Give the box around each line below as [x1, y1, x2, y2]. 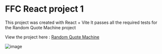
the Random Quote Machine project [5, 24, 76, 30]
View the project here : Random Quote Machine [5, 34, 100, 40]
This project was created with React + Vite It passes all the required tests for [5, 19, 158, 25]
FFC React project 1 [5, 3, 84, 15]
